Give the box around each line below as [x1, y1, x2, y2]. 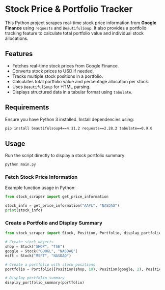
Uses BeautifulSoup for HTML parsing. [12, 84, 91, 90]
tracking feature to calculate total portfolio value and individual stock [5, 30, 144, 36]
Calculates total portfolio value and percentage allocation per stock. [12, 78, 150, 84]
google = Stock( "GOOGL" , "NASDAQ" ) [5, 249, 78, 254]
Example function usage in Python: [5, 185, 76, 191]
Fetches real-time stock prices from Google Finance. [12, 63, 119, 68]
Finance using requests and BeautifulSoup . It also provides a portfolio [5, 25, 147, 31]
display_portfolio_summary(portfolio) [5, 280, 84, 285]
